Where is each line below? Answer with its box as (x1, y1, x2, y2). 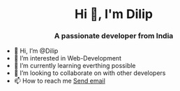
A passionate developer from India (54, 31, 174, 41)
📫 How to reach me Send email (13, 76, 106, 85)
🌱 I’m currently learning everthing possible (13, 62, 136, 70)
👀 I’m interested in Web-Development (13, 54, 122, 63)
